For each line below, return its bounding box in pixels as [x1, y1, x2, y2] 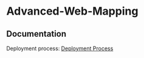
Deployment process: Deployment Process [6, 45, 114, 52]
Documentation [6, 29, 67, 39]
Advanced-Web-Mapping [6, 4, 139, 18]
